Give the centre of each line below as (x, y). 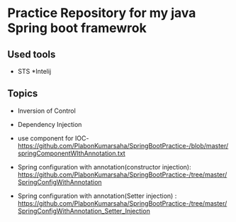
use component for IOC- (53, 138)
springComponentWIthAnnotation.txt (71, 153)
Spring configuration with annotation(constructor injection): (104, 167)
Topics (23, 94)
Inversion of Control (46, 111)
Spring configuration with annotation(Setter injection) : (97, 196)
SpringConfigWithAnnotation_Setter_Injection (84, 211)
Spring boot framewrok (77, 28)
